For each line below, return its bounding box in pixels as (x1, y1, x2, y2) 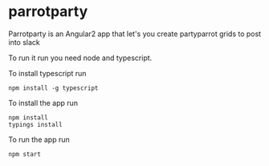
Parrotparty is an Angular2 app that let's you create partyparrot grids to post (8, 29, 262, 38)
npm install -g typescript (8, 83, 99, 92)
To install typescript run (8, 68, 87, 78)
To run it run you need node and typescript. (8, 53, 153, 63)
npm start (8, 150, 42, 158)
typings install (8, 120, 63, 128)
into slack (8, 37, 40, 47)
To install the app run (8, 98, 79, 107)
